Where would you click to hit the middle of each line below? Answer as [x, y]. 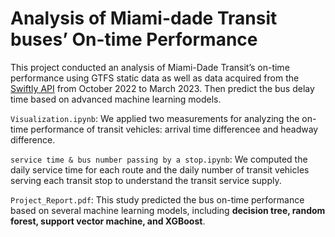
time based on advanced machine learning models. [116, 99]
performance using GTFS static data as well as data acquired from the [155, 78]
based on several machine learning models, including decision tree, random [168, 210]
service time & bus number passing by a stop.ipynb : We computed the [159, 159]
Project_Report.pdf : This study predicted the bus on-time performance [157, 199]
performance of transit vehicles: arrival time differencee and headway [174, 129]
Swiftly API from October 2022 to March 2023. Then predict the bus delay [162, 88]
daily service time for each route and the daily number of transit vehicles [160, 169]
